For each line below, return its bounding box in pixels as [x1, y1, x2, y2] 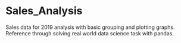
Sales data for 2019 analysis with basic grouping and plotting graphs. [5, 24, 175, 31]
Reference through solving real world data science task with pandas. [5, 29, 174, 37]
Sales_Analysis [5, 4, 83, 18]
